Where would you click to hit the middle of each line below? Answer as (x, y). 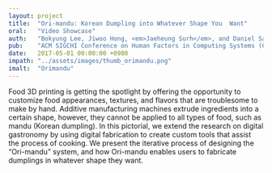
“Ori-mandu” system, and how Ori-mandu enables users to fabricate (123, 151)
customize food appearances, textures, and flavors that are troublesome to (133, 100)
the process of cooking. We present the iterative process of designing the (132, 143)
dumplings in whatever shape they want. (76, 160)
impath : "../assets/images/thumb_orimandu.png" (90, 61)
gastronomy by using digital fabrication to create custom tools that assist (130, 134)
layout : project (36, 16)
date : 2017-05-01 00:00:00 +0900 (68, 53)
